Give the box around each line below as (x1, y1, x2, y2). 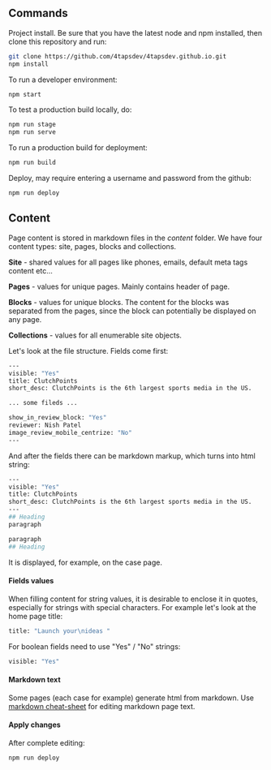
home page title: (8, 611, 63, 621)
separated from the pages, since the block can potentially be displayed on (8, 306, 257, 316)
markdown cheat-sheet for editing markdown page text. (8, 701, 196, 711)
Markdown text (8, 675, 61, 685)
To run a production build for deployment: (8, 143, 148, 153)
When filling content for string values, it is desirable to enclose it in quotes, (8, 594, 258, 604)
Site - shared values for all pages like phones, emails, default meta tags (8, 257, 248, 267)
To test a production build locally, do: (8, 105, 132, 114)
